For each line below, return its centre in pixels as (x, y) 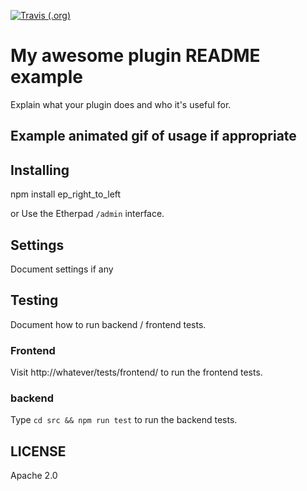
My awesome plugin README (135, 56)
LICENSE (38, 451)
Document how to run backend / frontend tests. (108, 324)
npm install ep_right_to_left (66, 194)
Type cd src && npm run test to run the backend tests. (124, 420)
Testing (34, 300)
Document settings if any (62, 269)
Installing (40, 170)
